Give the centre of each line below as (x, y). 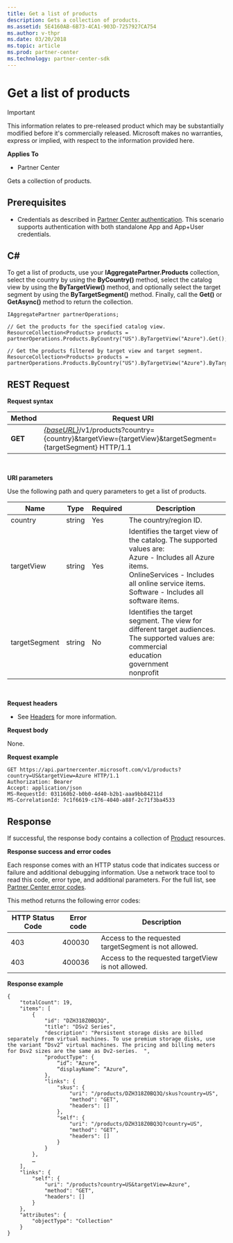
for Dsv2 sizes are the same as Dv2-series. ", (79, 1051)
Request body (28, 730)
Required (107, 508)
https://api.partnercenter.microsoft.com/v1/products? (101, 770)
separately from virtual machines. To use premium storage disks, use (111, 1039)
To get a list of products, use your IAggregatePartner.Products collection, (113, 273)
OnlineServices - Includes (172, 575)
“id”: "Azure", (78, 1063)
